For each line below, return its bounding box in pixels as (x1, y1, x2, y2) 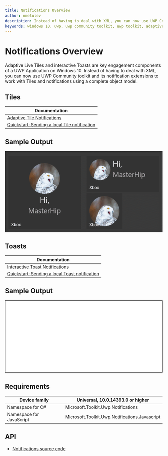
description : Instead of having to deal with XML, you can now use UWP (5, 18, 157, 23)
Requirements (5, 382, 50, 391)
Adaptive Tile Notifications (7, 115, 62, 121)
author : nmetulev (5, 13, 41, 18)
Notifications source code (12, 445, 66, 452)
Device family (19, 397, 49, 403)
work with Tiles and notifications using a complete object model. (5, 78, 138, 84)
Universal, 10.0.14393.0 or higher (76, 397, 149, 403)
